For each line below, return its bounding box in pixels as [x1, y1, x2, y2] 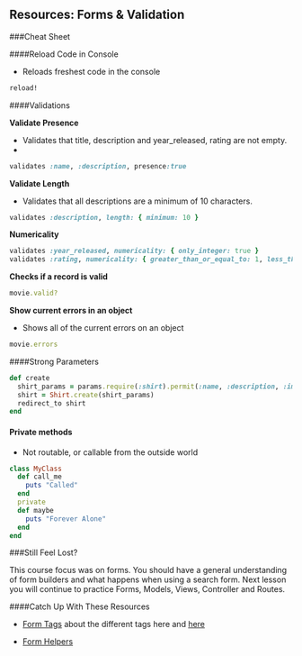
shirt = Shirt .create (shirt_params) [17, 390, 155, 399]
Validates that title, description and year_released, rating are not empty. [22, 134, 288, 145]
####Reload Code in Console [9, 49, 119, 59]
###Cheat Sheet [9, 31, 70, 41]
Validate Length [9, 178, 70, 188]
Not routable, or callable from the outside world [22, 446, 199, 458]
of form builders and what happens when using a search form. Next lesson [9, 574, 287, 585]
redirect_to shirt [17, 398, 87, 408]
